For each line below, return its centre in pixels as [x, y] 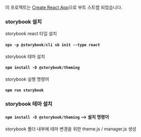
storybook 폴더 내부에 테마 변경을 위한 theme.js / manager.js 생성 [71, 129]
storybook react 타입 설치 [31, 34]
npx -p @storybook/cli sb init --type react [53, 45]
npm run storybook [24, 90]
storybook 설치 [23, 22]
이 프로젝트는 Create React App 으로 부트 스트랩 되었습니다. [64, 7]
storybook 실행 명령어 [27, 79]
